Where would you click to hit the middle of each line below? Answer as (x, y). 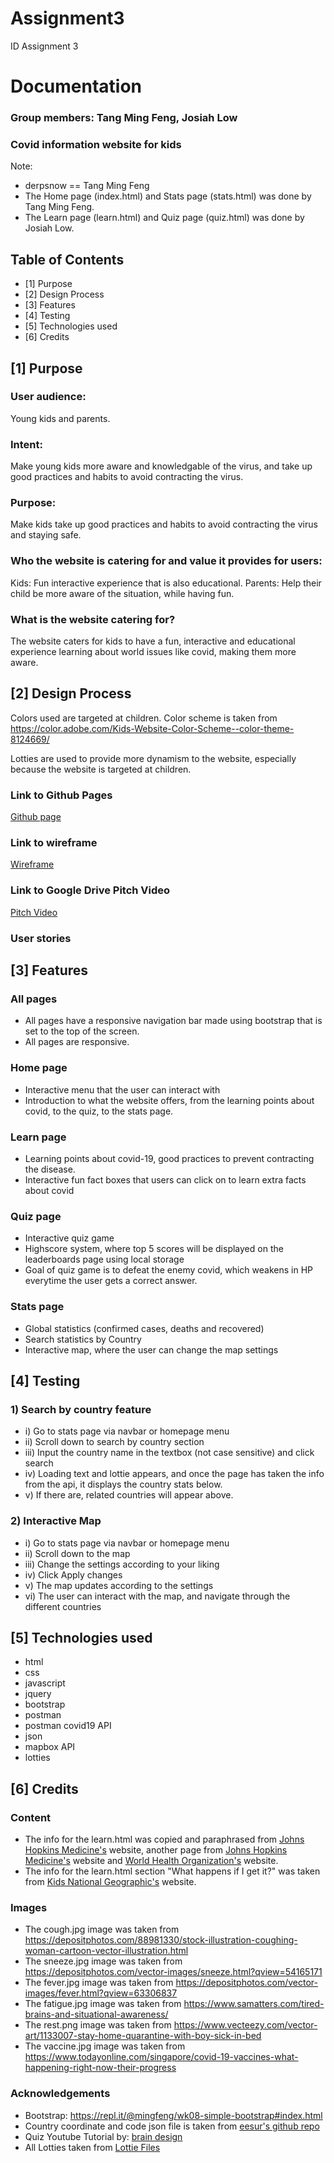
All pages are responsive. (77, 1042)
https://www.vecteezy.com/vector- (245, 2025)
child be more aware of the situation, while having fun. (122, 593)
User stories (41, 938)
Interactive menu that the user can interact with (122, 1089)
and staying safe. (46, 535)
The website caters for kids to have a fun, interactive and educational (153, 641)
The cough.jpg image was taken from (102, 1929)
